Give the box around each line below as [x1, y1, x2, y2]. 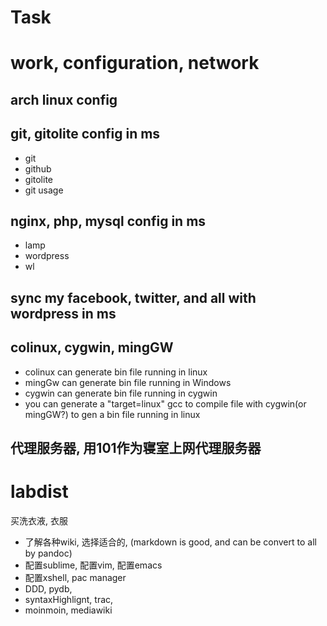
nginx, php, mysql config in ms [10, 212, 207, 230]
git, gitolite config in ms [10, 126, 161, 143]
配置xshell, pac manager [24, 571, 127, 583]
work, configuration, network [10, 52, 260, 75]
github [24, 162, 52, 175]
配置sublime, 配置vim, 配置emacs [24, 559, 163, 571]
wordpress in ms [10, 305, 117, 322]
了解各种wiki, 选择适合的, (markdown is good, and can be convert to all [24, 536, 317, 548]
